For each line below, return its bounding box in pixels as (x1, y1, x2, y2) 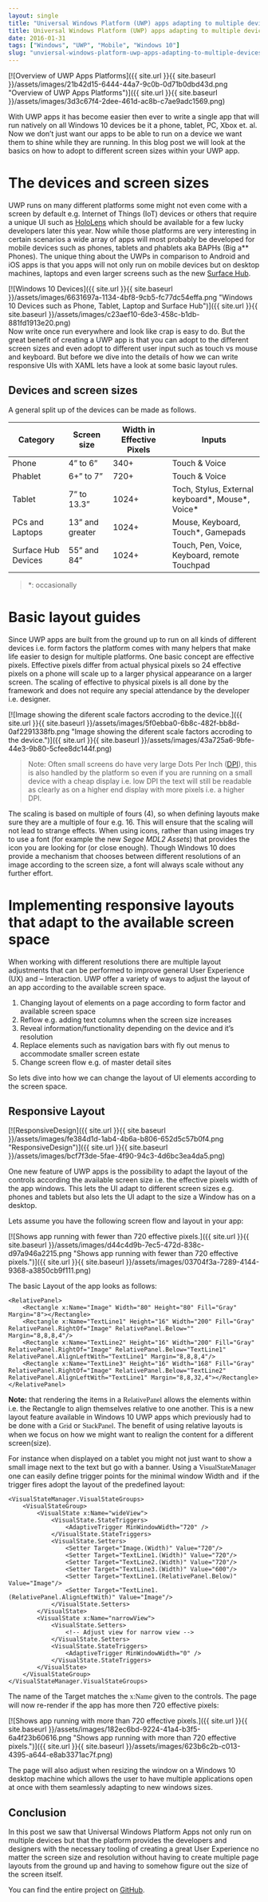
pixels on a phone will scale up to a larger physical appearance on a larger (8, 668, 253, 678)
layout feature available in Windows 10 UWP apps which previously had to (8, 1412, 251, 1422)
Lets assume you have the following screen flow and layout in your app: (8, 1216, 244, 1226)
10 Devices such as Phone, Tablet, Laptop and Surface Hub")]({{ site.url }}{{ (8, 301, 258, 311)
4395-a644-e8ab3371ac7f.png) (8, 1750, 113, 1760)
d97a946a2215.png (8, 1249, 72, 1258)
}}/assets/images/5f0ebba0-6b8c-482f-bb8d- (86, 718, 240, 728)
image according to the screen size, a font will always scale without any (8, 860, 244, 869)
